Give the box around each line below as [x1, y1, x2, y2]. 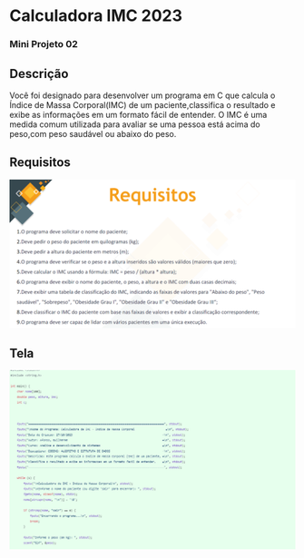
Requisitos [9, 155, 71, 171]
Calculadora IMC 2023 [9, 5, 183, 26]
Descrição [9, 65, 69, 82]
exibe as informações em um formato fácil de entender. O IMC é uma [9, 109, 268, 120]
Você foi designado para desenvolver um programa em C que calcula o [9, 90, 276, 101]
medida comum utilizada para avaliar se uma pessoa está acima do [9, 119, 260, 130]
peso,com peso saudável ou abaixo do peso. [9, 128, 177, 139]
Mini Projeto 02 [9, 38, 79, 51]
